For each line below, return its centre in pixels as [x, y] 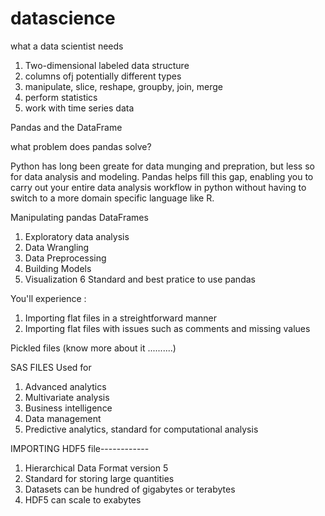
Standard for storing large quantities [99, 478]
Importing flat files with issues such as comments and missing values [167, 328]
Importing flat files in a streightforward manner [121, 318]
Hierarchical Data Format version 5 [96, 468]
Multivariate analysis [67, 397]
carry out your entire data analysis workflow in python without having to [158, 187]
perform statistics [61, 97]
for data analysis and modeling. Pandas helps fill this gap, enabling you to [162, 176]
